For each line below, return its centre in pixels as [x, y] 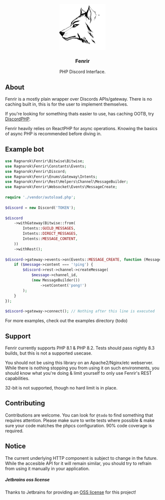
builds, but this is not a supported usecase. [49, 353]
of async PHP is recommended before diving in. [54, 134]
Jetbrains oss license [27, 480]
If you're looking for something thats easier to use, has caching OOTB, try [80, 114]
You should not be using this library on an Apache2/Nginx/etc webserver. [79, 362]
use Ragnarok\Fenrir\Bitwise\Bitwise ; [45, 161]
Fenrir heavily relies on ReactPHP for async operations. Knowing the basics [81, 129]
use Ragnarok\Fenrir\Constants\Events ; [46, 166]
